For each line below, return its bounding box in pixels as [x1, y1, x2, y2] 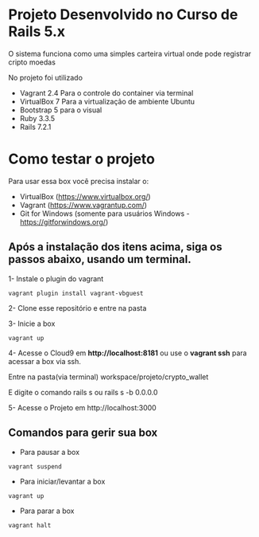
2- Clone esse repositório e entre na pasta [8, 303, 147, 312]
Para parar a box [19, 506, 75, 515]
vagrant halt [8, 521, 52, 529]
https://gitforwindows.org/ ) [19, 217, 109, 226]
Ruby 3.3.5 [19, 113, 56, 123]
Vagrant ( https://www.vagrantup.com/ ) [19, 200, 148, 210]
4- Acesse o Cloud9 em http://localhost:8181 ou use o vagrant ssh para [8, 348, 248, 358]
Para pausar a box [19, 447, 80, 457]
